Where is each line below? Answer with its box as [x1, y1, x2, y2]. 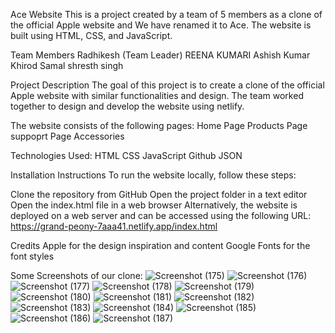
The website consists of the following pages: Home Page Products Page [10, 120, 308, 131]
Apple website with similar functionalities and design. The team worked [10, 90, 304, 101]
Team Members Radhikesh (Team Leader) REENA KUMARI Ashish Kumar [10, 49, 311, 61]
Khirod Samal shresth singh [10, 60, 124, 71]
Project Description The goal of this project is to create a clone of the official [10, 79, 325, 91]
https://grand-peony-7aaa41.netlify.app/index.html [10, 220, 218, 232]
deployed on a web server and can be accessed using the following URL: [10, 210, 312, 221]
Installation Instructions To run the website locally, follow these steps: [10, 169, 297, 181]
